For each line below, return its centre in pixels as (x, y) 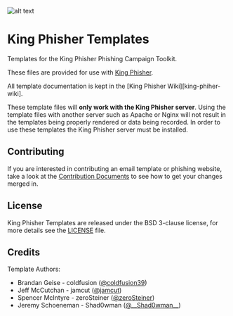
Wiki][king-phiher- (194, 86)
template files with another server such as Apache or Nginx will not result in (117, 114)
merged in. (23, 184)
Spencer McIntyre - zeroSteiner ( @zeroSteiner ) (86, 298)
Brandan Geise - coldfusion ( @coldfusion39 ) (82, 283)
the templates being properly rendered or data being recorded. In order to (114, 122)
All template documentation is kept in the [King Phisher (87, 86)
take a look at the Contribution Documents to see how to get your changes (115, 176)
